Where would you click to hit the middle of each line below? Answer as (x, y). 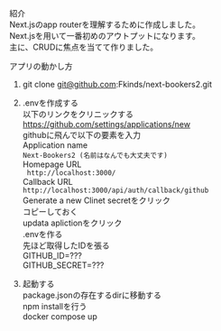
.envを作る (42, 234)
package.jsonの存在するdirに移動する (92, 295)
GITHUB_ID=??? (52, 256)
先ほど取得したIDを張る (66, 245)
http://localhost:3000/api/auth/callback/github (115, 190)
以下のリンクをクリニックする (78, 114)
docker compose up (60, 317)
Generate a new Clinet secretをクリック (97, 200)
